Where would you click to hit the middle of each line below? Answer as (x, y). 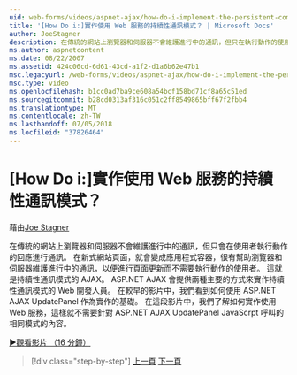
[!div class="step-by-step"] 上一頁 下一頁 (106, 361)
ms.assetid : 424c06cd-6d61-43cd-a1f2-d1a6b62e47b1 (104, 67)
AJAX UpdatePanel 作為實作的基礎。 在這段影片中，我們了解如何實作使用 (143, 301)
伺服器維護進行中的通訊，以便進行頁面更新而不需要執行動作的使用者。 (137, 268)
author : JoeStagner (45, 34)
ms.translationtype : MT (53, 108)
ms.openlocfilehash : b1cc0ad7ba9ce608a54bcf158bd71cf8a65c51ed (128, 91)
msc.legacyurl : (37, 75)
